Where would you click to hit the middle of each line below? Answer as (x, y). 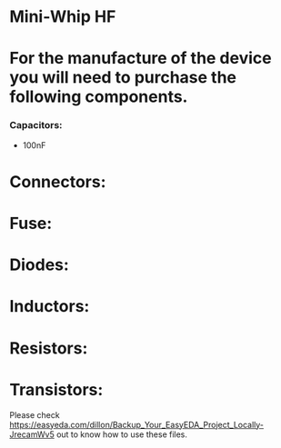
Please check (35, 414)
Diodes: (40, 265)
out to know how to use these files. (122, 434)
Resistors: (49, 348)
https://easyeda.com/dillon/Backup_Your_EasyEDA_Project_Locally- (137, 424)
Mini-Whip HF (63, 17)
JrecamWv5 (32, 434)
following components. (99, 97)
